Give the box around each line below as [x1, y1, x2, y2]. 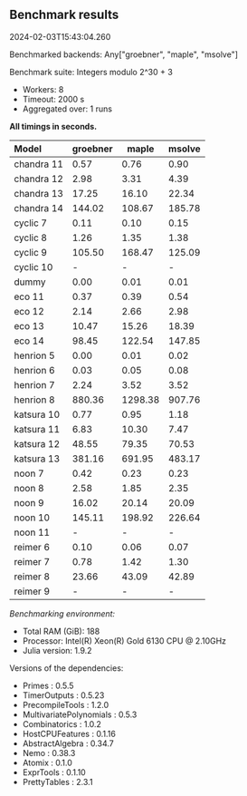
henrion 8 [14, 393, 56, 406]
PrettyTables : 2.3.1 [22, 776, 93, 787]
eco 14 [14, 335, 45, 347]
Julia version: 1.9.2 [22, 645, 92, 655]
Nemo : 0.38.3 [22, 747, 76, 758]
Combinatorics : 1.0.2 [22, 718, 102, 729]
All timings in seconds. [9, 121, 98, 131]
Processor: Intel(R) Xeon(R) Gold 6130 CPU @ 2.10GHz [22, 635, 227, 646]
